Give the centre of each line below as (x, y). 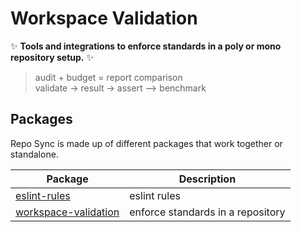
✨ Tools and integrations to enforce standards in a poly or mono (146, 46)
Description (207, 179)
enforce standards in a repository (207, 212)
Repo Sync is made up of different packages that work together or (146, 143)
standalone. (34, 154)
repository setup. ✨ (52, 57)
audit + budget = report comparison (108, 77)
